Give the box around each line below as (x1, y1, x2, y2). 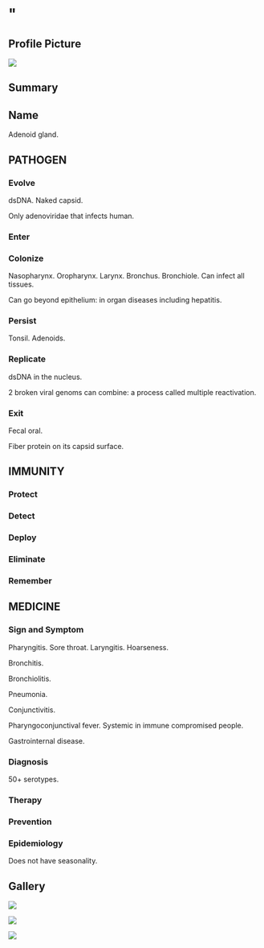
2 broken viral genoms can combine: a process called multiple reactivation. (8, 387, 257, 397)
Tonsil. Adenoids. (8, 333, 66, 343)
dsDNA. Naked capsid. (8, 195, 83, 205)
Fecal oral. (8, 426, 43, 435)
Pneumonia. (8, 689, 48, 699)
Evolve (8, 177, 36, 188)
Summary (8, 81, 59, 95)
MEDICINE (8, 600, 61, 614)
